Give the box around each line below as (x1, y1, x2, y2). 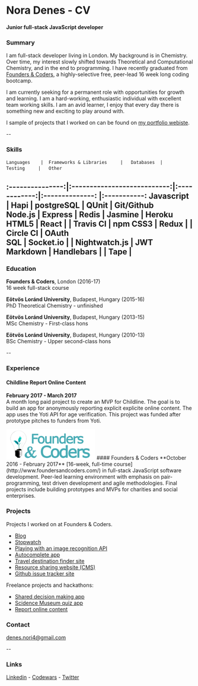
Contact (6, 620, 30, 628)
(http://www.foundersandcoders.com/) (6, 467, 101, 474)
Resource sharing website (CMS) (14, 564, 96, 571)
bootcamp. (6, 77, 33, 84)
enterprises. (6, 492, 36, 500)
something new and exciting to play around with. (6, 108, 125, 115)
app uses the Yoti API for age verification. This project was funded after (6, 411, 181, 418)
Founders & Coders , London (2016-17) (6, 278, 101, 285)
